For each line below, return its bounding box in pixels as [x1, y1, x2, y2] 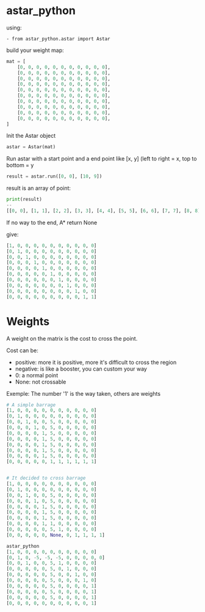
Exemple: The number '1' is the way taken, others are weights [6, 390, 160, 397]
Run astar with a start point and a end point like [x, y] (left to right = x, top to [6, 155, 197, 162]
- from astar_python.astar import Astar [6, 36, 111, 42]
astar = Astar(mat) [6, 144, 56, 150]
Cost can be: [6, 347, 38, 354]
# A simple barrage [6, 402, 56, 408]
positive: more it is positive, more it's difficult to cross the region [15, 358, 177, 366]
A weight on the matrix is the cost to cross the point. [6, 334, 138, 342]
